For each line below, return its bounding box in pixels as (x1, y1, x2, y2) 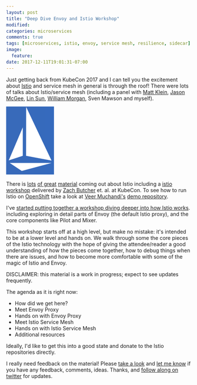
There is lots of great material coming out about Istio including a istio (6, 180, 172, 188)
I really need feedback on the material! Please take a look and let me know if (6, 360, 191, 367)
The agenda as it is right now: (6, 288, 78, 295)
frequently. (6, 277, 32, 284)
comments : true (6, 34, 44, 41)
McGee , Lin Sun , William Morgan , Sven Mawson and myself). (6, 95, 154, 102)
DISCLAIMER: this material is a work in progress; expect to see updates (6, 270, 179, 277)
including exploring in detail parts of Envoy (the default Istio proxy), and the (6, 210, 189, 217)
